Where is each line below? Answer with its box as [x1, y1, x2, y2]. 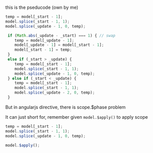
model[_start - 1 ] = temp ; [14, 47, 72, 53]
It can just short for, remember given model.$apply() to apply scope [5, 114, 148, 120]
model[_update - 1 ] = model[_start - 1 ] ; [14, 42, 104, 48]
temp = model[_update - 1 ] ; [14, 38, 74, 43]
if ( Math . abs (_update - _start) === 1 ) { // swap [7, 33, 116, 38]
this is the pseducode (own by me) [5, 5, 78, 10]
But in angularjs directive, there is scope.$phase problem [5, 104, 126, 110]
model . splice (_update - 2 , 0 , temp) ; [14, 90, 95, 95]
